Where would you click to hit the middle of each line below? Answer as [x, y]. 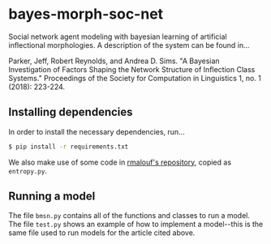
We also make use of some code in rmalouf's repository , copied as [120, 162]
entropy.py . [28, 170]
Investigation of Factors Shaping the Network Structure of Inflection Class [132, 69]
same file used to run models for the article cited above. [102, 233]
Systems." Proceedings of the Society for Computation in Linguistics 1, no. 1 [135, 78]
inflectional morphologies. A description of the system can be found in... [129, 45]
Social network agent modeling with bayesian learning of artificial [118, 36]
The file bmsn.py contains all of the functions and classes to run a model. [129, 216]
